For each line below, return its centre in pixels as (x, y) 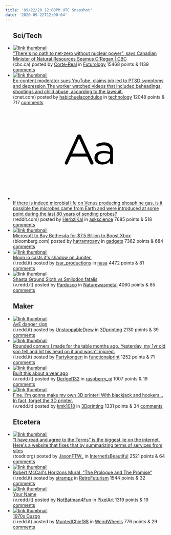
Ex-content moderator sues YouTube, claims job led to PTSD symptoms (88, 81)
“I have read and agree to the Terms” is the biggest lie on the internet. (86, 440)
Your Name (25, 494)
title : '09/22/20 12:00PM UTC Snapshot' (49, 10)
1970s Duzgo (26, 516)
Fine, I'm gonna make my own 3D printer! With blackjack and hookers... (88, 395)
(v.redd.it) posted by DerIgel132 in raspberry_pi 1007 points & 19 (80, 378)
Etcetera (27, 422)
